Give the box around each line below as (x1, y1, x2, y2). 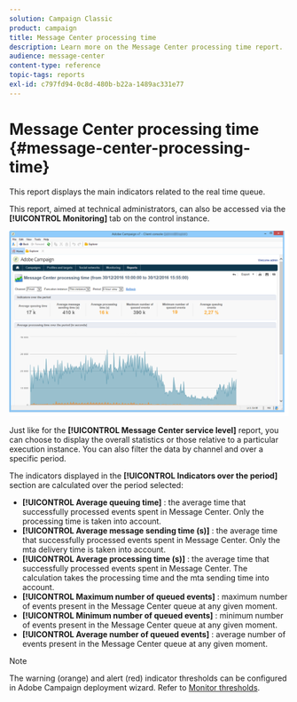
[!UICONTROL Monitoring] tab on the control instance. (9, 213, 210, 224)
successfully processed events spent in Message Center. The (21, 563, 248, 573)
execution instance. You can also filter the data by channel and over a (9, 444, 264, 454)
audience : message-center (9, 51, 105, 61)
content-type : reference (9, 61, 101, 70)
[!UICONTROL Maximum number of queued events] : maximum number (21, 591, 288, 602)
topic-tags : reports (9, 71, 86, 80)
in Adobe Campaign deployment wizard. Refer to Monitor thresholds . (9, 682, 261, 692)
